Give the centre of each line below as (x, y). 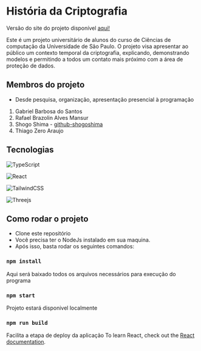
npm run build (27, 323)
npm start (21, 295)
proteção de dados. (31, 66)
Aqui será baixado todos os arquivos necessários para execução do (91, 274)
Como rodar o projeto (47, 219)
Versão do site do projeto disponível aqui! (58, 28)
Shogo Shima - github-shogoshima (59, 124)
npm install (24, 262)
